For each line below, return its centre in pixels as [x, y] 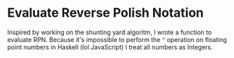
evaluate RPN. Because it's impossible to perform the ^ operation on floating [117, 39]
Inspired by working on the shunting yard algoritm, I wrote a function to [109, 32]
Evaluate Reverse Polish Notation [105, 13]
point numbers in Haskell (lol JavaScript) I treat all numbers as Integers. [110, 47]
